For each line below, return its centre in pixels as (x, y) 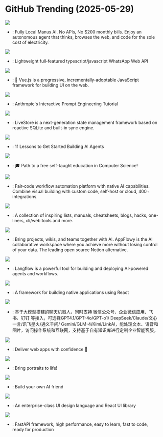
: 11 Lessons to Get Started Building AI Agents (58, 146)
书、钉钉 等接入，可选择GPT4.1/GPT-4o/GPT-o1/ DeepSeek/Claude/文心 (85, 318)
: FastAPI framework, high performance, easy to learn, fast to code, (80, 424)
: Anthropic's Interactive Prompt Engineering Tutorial (65, 104)
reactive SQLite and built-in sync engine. (53, 128)
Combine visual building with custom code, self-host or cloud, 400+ (81, 191)
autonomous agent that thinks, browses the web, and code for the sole (83, 37)
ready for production (33, 429)
